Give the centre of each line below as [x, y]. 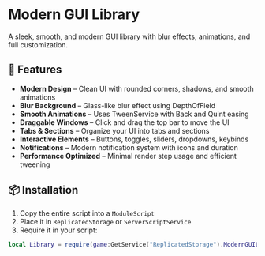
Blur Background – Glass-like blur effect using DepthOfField [118, 105]
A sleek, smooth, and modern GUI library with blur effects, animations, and [129, 36]
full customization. [38, 44]
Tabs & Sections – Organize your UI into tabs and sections [114, 130]
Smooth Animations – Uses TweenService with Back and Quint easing [134, 114]
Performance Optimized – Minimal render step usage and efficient [128, 156]
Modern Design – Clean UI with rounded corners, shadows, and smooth [136, 88]
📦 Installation [43, 190]
